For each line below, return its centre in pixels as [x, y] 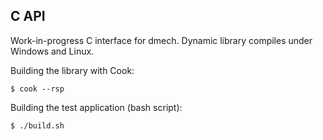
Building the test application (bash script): [96, 107]
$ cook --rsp [37, 89]
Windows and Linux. [52, 51]
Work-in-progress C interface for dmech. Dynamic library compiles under [161, 40]
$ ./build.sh [37, 125]
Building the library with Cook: [72, 70]
